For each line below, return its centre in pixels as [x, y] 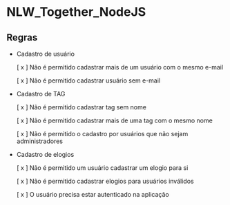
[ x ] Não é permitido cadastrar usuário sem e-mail [88, 80]
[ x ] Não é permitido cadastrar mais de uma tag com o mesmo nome [115, 120]
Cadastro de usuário [46, 54]
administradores [40, 141]
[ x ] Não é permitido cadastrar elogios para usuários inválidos [105, 181]
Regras [22, 37]
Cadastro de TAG [41, 94]
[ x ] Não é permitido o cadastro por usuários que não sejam [102, 134]
